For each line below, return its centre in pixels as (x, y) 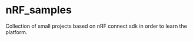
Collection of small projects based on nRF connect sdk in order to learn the (96, 26)
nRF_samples (39, 10)
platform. (16, 32)
